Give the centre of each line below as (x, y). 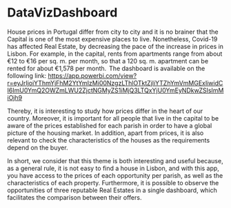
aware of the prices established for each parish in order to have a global (110, 125)
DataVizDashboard (62, 13)
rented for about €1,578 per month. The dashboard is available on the (106, 68)
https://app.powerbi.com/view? (92, 75)
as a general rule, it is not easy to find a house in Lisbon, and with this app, (113, 168)
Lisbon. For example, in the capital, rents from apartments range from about (115, 54)
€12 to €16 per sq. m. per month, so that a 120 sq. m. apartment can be (108, 61)
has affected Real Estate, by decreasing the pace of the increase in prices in (115, 46)
